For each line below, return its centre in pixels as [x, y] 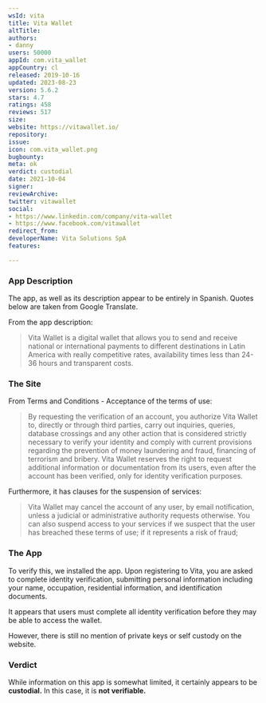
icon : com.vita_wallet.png [53, 149]
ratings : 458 [30, 105]
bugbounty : [26, 157]
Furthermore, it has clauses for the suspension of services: [105, 491]
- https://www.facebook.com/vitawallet [74, 224]
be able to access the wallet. [55, 620]
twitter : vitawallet [43, 201]
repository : [28, 134]
